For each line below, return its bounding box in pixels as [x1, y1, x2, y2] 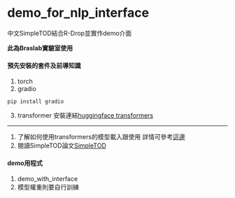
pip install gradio [7, 98, 64, 106]
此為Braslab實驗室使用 [7, 43, 73, 52]
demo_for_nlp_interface [7, 5, 149, 21]
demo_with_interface [17, 175, 78, 183]
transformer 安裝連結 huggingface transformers [17, 111, 154, 120]
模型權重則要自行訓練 [17, 183, 79, 192]
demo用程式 [7, 159, 43, 167]
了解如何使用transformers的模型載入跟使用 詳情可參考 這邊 [17, 133, 185, 141]
